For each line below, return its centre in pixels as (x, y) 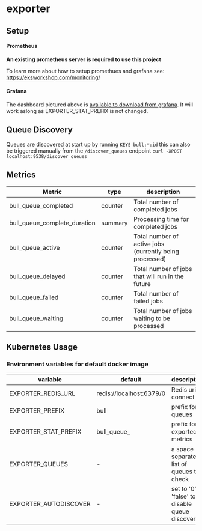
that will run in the (159, 276)
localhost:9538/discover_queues (47, 156)
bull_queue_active (35, 247)
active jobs (149, 244)
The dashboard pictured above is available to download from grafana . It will (100, 105)
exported (184, 432)
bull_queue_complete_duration (52, 223)
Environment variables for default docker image (78, 364)
